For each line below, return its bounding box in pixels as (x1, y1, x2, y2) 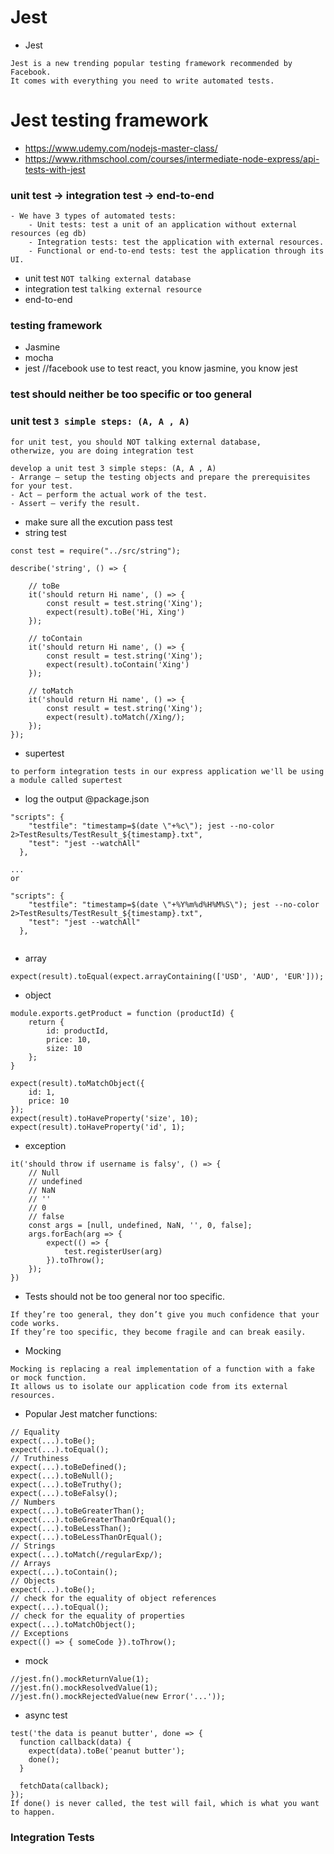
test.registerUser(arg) (63, 1246, 163, 1256)
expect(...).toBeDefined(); (10, 1462, 128, 1472)
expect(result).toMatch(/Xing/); (46, 712, 186, 722)
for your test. (10, 481, 74, 491)
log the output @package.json (24, 792, 150, 805)
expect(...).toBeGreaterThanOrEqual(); (10, 1514, 177, 1525)
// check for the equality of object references (10, 1593, 217, 1603)
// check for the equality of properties (10, 1611, 186, 1621)
